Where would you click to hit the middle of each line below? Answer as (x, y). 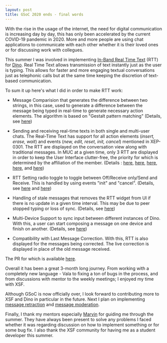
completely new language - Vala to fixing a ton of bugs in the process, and (82, 273)
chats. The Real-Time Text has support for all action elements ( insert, (83, 136)
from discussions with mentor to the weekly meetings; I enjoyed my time (80, 279)
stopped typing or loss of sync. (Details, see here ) (64, 208)
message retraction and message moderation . (52, 304)
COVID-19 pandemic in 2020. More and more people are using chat (74, 39)
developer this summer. (29, 335)
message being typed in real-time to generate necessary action (78, 111)
